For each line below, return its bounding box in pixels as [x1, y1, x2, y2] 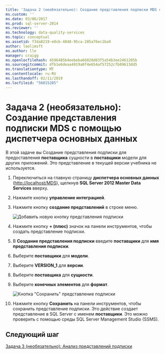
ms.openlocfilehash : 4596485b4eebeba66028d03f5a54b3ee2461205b [5, 58, 138, 63]
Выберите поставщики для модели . [12, 253, 90, 258]
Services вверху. [12, 185, 48, 191]
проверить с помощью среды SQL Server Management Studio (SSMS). [12, 316, 159, 322]
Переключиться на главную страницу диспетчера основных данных [12, 174, 160, 180]
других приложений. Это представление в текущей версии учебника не [5, 160, 157, 165]
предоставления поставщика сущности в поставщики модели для [5, 155, 147, 161]
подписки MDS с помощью [5, 123, 122, 133]
